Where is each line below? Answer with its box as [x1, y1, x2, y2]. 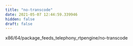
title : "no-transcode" [5, 7, 53, 12]
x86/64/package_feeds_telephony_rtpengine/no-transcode [5, 35, 128, 41]
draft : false [5, 21, 33, 26]
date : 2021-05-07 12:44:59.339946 [5, 12, 78, 17]
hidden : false [5, 16, 35, 21]
